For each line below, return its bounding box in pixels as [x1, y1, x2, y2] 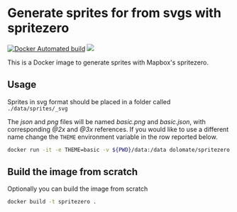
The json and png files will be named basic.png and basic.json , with [7, 117, 206, 125]
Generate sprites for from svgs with [7, 5, 221, 21]
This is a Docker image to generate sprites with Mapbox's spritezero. [7, 58, 209, 67]
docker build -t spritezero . [7, 199, 97, 206]
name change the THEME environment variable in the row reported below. [7, 133, 218, 141]
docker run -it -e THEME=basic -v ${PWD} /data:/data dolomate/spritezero [7, 146, 231, 153]
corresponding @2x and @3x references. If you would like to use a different [7, 125, 229, 133]
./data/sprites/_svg [7, 105, 69, 112]
